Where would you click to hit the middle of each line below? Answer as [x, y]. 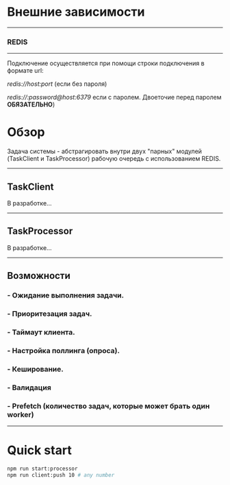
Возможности [39, 276]
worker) [21, 414]
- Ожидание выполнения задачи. [66, 295]
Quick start [39, 450]
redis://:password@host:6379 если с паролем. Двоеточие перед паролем [114, 98]
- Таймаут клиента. [41, 332]
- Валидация [29, 387]
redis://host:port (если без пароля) [57, 84]
